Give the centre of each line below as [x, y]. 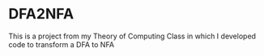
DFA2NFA [41, 14]
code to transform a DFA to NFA [62, 44]
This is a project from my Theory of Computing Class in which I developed [132, 36]
